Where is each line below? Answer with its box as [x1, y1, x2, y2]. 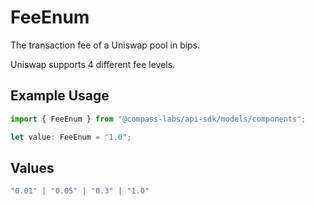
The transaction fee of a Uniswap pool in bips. [10, 39, 201, 51]
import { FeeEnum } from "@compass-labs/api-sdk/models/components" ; [10, 114, 307, 124]
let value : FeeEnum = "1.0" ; [10, 132, 132, 142]
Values [10, 159, 55, 176]
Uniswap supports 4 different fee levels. [10, 58, 176, 70]
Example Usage [10, 87, 110, 105]
